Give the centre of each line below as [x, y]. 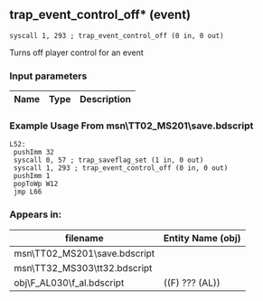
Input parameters [48, 76]
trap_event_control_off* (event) [100, 15]
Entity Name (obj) [202, 238]
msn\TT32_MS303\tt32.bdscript [83, 268]
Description [105, 99]
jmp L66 [28, 192]
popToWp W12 [36, 184]
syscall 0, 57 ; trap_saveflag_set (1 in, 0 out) [108, 160]
